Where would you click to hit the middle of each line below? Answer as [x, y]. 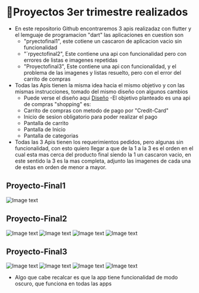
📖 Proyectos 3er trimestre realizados [97, 12]
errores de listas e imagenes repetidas [70, 60]
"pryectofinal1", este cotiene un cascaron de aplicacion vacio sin [103, 41]
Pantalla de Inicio [45, 129]
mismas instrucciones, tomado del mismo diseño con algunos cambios [101, 91]
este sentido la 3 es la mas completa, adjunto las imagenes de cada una [103, 161]
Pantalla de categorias [51, 135]
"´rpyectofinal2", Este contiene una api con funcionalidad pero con [105, 53]
